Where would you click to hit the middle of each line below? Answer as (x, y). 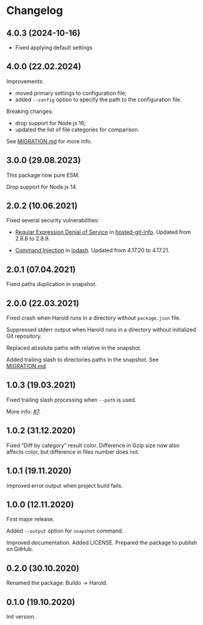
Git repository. (24, 336)
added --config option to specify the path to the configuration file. (98, 99)
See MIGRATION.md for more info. (49, 141)
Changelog (35, 11)
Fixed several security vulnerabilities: (53, 220)
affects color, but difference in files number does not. (73, 452)
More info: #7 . (24, 411)
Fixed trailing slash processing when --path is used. (71, 400)
